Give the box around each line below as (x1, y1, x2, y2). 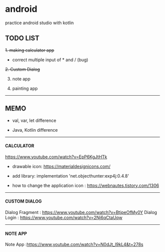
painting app (12, 85, 38, 91)
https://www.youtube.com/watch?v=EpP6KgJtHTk (5, 154, 108, 160)
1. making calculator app (5, 47, 55, 53)
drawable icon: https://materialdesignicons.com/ (12, 163, 110, 169)
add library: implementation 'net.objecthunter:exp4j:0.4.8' (12, 173, 129, 179)
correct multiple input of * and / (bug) (12, 57, 88, 63)
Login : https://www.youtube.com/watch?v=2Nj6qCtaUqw (5, 215, 123, 220)
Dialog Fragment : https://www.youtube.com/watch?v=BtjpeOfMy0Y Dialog (5, 209, 157, 215)
